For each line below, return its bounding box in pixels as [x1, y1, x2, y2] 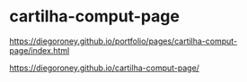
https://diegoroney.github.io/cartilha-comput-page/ [9, 62, 200, 73]
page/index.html [9, 45, 70, 55]
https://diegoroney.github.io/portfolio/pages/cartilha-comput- [9, 36, 238, 46]
